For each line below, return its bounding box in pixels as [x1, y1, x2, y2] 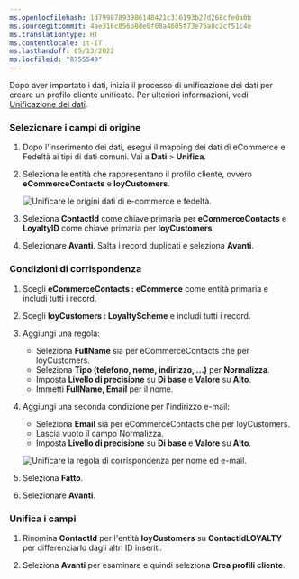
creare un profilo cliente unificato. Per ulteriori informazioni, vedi [9, 89, 249, 100]
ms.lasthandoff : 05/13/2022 [9, 47, 115, 56]
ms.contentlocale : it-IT [9, 38, 103, 48]
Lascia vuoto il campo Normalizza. [35, 428, 164, 439]
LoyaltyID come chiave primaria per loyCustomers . [22, 222, 214, 234]
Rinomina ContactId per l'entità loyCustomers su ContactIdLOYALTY [22, 532, 282, 543]
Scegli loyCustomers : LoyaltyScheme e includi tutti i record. [22, 310, 251, 321]
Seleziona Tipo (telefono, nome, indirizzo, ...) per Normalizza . [35, 364, 270, 375]
